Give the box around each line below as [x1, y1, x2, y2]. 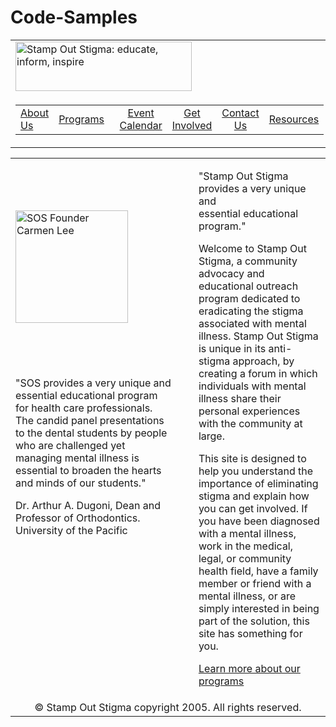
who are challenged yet [15, 439, 126, 453]
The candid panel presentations [15, 414, 165, 428]
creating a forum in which [198, 366, 318, 380]
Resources [268, 112, 320, 126]
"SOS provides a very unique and [15, 376, 172, 390]
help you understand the [198, 464, 314, 478]
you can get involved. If [198, 501, 308, 515]
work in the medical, [198, 539, 294, 553]
